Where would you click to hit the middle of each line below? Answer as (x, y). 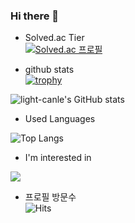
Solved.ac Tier (54, 38)
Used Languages (60, 119)
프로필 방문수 (50, 197)
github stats (49, 70)
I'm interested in (58, 158)
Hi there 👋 (35, 16)
